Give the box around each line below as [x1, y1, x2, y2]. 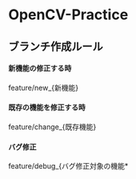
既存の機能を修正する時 [8, 103, 86, 112]
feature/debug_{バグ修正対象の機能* [8, 161, 129, 171]
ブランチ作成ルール [8, 39, 103, 53]
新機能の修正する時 [8, 63, 72, 73]
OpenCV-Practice [8, 6, 129, 24]
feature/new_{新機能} [8, 83, 78, 92]
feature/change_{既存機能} [8, 122, 97, 132]
